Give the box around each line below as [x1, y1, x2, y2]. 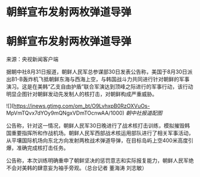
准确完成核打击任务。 [16, 144, 69, 151]
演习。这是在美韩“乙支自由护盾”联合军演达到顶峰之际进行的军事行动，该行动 [6, 83, 193, 90]
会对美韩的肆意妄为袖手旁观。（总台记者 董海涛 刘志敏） [11, 165, 148, 172]
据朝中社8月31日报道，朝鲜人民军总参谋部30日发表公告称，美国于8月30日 [6, 68, 187, 75]
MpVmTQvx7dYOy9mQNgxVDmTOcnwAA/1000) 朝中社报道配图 [6, 109, 162, 116]
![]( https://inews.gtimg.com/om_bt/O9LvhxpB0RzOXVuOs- [6, 102, 150, 110]
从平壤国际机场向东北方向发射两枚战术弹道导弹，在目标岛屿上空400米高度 [6, 137, 189, 144]
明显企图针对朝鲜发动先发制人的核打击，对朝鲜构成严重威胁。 [6, 90, 158, 98]
